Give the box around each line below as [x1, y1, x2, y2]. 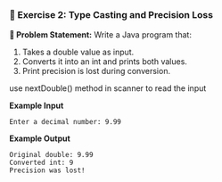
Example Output [9, 133, 71, 144]
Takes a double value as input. [21, 46, 135, 57]
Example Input [9, 100, 64, 111]
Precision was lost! [9, 166, 86, 175]
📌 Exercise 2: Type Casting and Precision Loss [9, 9, 214, 21]
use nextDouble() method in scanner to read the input [9, 82, 207, 94]
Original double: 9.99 [9, 150, 94, 159]
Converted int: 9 [9, 158, 74, 167]
